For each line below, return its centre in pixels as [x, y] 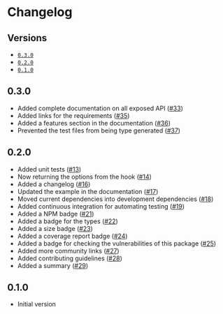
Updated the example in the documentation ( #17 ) [88, 191]
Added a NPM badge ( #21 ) [56, 214]
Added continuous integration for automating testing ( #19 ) [101, 206]
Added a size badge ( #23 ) [55, 228]
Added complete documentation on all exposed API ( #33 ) [100, 108]
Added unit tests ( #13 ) [49, 169]
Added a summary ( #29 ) [53, 265]
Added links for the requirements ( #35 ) [73, 115]
